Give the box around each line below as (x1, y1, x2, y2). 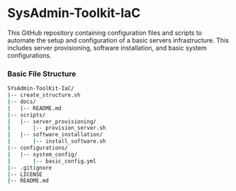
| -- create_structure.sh (7, 92, 81, 99)
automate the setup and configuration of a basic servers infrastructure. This (7, 36, 229, 44)
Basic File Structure (7, 69, 77, 79)
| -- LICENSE (7, 170, 43, 178)
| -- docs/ (7, 98, 37, 105)
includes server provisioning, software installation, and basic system (7, 43, 208, 52)
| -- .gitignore (7, 164, 52, 171)
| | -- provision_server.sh (7, 124, 106, 132)
